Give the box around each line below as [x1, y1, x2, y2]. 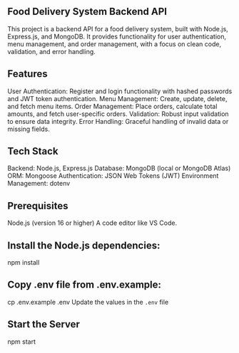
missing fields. [7, 125, 50, 133]
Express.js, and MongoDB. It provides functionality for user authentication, [7, 32, 227, 41]
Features [7, 68, 48, 80]
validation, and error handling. [7, 47, 96, 56]
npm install [7, 258, 40, 267]
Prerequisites [7, 199, 68, 212]
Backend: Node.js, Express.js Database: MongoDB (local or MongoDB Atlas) [7, 164, 231, 173]
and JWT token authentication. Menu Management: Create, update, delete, [7, 94, 228, 102]
